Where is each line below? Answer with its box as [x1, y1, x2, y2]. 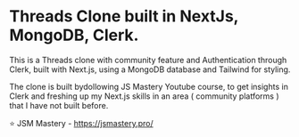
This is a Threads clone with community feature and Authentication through [9, 54, 287, 65]
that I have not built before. [9, 100, 109, 110]
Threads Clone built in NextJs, [9, 6, 239, 27]
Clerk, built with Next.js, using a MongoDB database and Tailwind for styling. [9, 64, 291, 75]
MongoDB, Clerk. [9, 25, 139, 45]
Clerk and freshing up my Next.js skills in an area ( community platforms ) [9, 91, 279, 101]
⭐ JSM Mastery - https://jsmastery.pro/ [9, 117, 154, 128]
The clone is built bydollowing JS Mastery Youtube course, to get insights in [9, 81, 288, 92]
